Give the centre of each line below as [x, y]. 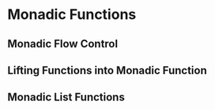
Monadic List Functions [66, 98]
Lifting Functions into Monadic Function [107, 70]
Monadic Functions [72, 15]
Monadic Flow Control [63, 44]
